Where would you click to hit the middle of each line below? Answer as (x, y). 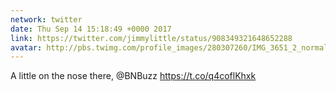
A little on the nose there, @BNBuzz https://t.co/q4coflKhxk (133, 76)
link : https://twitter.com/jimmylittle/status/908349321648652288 (151, 38)
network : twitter (46, 19)
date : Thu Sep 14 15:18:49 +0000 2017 (91, 29)
